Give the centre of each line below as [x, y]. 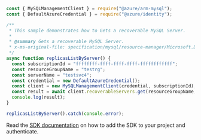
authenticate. [22, 131]
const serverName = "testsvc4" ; [52, 75]
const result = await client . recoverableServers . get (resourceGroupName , [104, 92]
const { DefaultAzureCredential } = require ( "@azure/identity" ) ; [89, 14]
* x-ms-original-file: [37, 47]
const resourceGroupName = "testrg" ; [59, 69]
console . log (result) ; [39, 98]
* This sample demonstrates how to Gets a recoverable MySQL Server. [97, 31]
